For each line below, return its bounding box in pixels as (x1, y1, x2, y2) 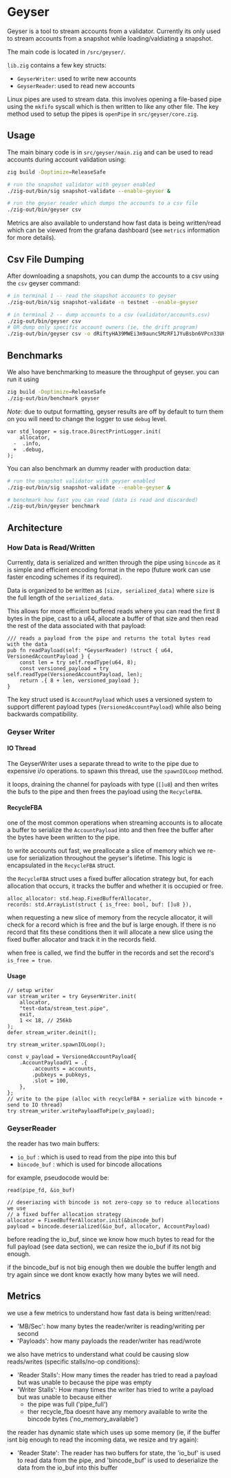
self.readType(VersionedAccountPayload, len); (7, 671, 143, 678)
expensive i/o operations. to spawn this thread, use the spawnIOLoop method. (7, 767, 223, 776)
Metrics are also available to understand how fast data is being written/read (7, 219, 221, 227)
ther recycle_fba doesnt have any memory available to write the (27, 1407, 208, 1415)
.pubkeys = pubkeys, (32, 1071, 91, 1079)
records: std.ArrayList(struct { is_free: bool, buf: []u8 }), (7, 901, 192, 909)
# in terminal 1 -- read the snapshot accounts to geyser (7, 292, 177, 299)
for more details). (7, 234, 56, 242)
